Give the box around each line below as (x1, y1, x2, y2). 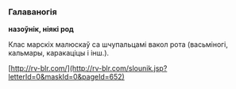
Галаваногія (8, 6, 57, 17)
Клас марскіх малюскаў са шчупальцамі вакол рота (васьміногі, (8, 40, 228, 49)
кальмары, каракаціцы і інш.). (8, 48, 110, 58)
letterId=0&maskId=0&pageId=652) (8, 72, 125, 82)
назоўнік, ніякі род (8, 25, 74, 34)
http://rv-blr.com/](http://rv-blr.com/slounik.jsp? (10, 64, 168, 73)
